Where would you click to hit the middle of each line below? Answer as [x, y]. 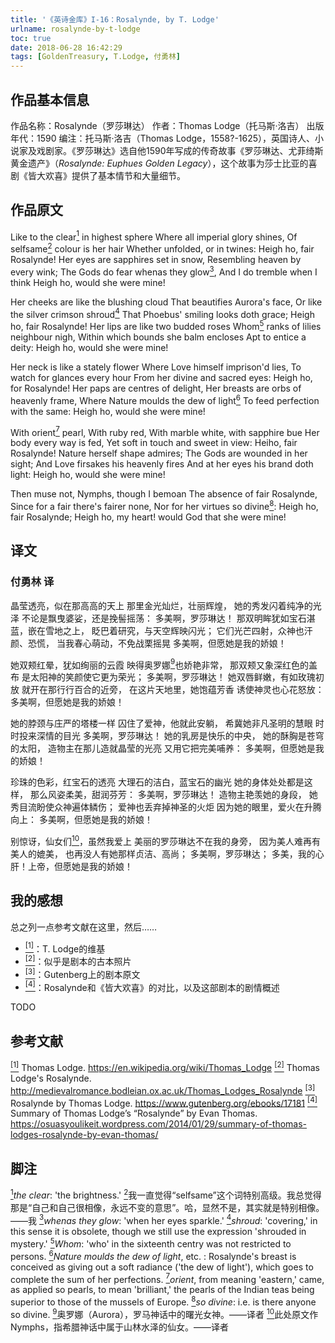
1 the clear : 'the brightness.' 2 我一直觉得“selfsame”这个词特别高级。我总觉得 [166, 1194]
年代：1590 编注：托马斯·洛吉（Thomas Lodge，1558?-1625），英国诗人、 [163, 138]
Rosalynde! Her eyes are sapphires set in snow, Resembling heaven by [156, 260]
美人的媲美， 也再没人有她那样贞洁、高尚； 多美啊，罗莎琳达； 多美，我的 [163, 854]
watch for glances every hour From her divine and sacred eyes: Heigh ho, [161, 378]
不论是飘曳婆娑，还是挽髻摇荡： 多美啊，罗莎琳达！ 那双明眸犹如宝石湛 [168, 618]
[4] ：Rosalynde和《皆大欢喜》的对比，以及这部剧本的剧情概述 [152, 986]
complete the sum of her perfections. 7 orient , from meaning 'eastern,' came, [167, 1278]
